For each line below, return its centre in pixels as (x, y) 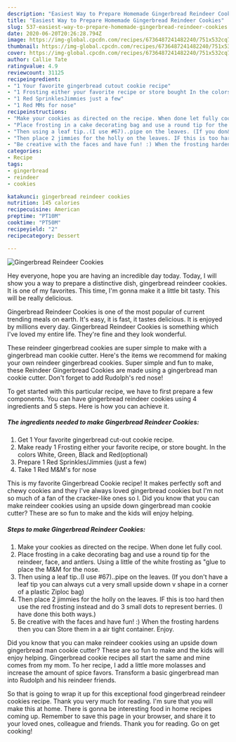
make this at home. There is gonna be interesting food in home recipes (110, 709)
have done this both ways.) (57, 614)
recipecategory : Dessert (44, 236)
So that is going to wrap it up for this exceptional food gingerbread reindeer (117, 694)
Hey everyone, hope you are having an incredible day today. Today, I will (112, 276)
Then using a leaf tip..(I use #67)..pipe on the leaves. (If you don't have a (123, 577)
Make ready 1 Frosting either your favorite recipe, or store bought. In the (122, 447)
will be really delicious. (40, 298)
